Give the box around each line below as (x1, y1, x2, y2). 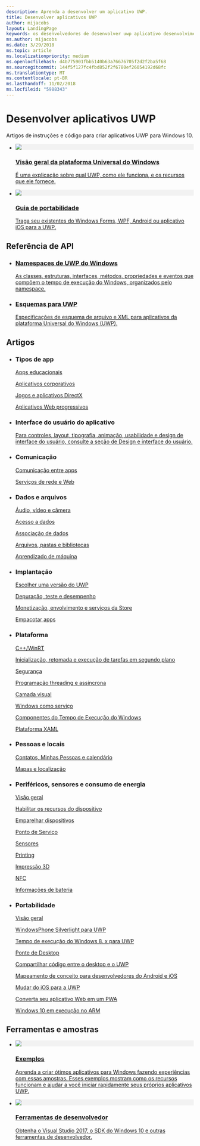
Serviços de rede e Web (15, 478, 74, 485)
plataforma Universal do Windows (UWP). (15, 320, 118, 327)
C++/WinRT (15, 644, 45, 651)
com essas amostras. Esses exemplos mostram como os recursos (15, 1074, 177, 1082)
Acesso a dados (15, 518, 55, 525)
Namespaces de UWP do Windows (15, 259, 118, 267)
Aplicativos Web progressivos (15, 403, 89, 410)
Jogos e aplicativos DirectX (15, 392, 83, 399)
